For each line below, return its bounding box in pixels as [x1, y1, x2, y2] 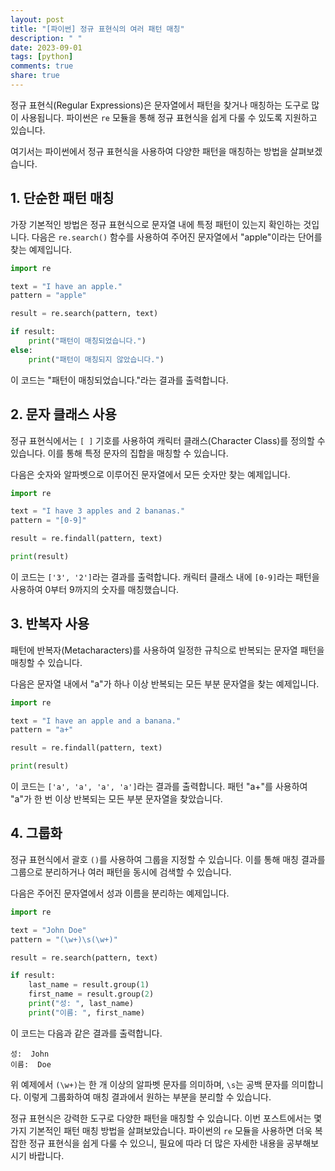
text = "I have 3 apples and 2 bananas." [10, 506, 186, 516]
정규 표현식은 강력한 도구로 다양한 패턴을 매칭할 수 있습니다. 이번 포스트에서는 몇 [10, 1112, 323, 1124]
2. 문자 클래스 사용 [10, 406, 117, 423]
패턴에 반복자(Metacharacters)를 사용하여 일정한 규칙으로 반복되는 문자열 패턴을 [10, 644, 325, 656]
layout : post [10, 14, 65, 25]
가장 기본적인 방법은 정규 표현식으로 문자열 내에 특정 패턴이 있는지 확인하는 [10, 218, 302, 230]
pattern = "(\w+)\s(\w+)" [10, 934, 118, 945]
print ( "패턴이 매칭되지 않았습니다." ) [28, 354, 165, 365]
